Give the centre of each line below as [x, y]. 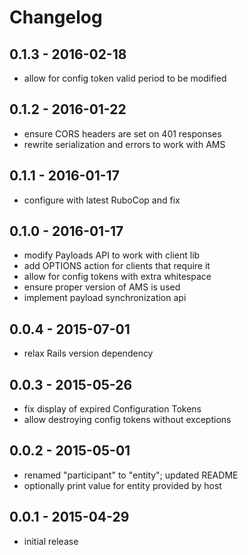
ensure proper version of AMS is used [102, 287]
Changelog [56, 17]
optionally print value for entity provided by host [122, 485]
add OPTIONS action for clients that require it [117, 266]
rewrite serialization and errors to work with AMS [124, 144]
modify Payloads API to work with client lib [112, 255]
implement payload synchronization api [105, 298]
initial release [51, 541]
